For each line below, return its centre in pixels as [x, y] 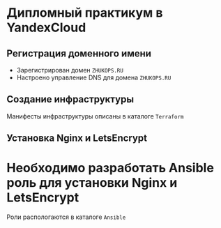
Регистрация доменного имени [79, 53]
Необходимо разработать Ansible [110, 168]
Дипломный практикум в [85, 13]
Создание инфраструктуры [70, 99]
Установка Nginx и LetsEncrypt [77, 138]
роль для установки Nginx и [92, 183]
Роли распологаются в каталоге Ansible [66, 217]
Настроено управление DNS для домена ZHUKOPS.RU [94, 77]
